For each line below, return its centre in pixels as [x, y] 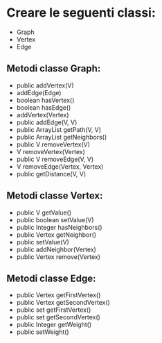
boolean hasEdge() [44, 107]
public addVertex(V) [45, 85]
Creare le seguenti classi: [81, 13]
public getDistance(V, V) [51, 174]
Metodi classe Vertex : [55, 196]
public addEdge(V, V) [47, 122]
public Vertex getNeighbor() [56, 235]
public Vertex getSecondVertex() [63, 303]
